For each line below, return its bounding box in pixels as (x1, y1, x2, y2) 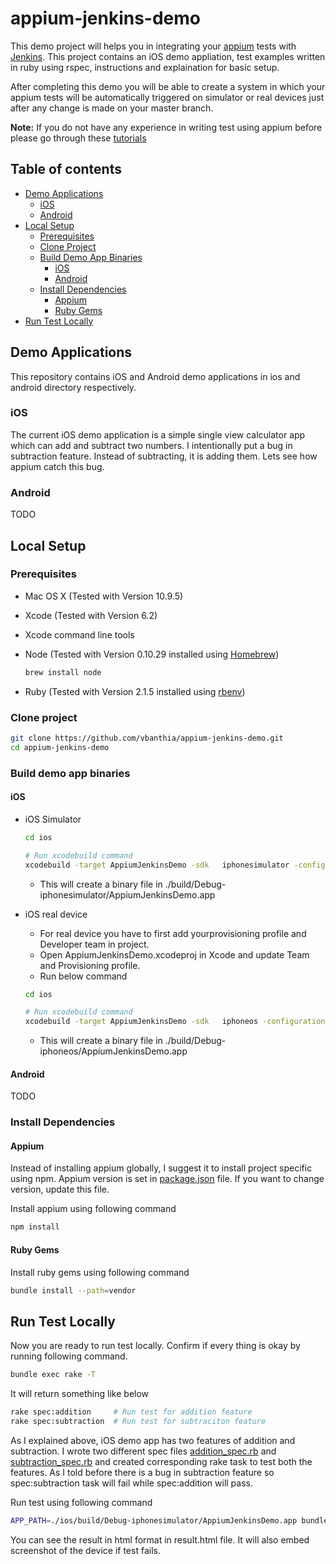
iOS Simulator (24, 813, 82, 825)
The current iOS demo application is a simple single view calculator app (10, 428, 306, 441)
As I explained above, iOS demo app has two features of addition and (10, 1434, 296, 1446)
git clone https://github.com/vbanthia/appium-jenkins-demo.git (10, 733, 284, 744)
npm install (10, 1222, 60, 1232)
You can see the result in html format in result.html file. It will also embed (10, 1533, 310, 1546)
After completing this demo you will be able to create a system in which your (10, 80, 326, 92)
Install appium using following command (10, 1203, 177, 1215)
